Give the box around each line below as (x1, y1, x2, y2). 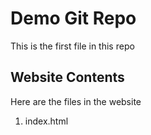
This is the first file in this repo (10, 40, 135, 52)
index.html (24, 115, 69, 127)
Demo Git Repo (10, 7, 137, 30)
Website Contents (10, 69, 125, 86)
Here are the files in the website (10, 95, 142, 107)
